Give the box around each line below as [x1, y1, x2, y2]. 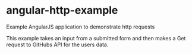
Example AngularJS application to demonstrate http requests [6, 23, 155, 30]
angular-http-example [6, 4, 118, 17]
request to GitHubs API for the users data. [6, 41, 109, 48]
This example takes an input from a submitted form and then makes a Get [6, 34, 186, 42]
